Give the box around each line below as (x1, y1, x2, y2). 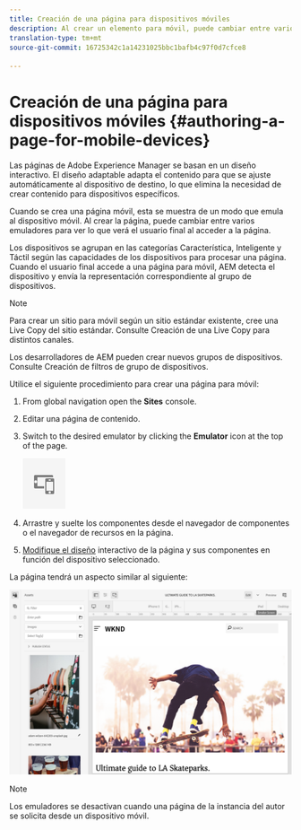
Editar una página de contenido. (21, 414, 141, 424)
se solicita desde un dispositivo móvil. (9, 810, 150, 821)
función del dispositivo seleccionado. (21, 555, 160, 565)
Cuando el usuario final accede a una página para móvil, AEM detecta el (9, 261, 276, 273)
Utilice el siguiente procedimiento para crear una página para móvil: (9, 379, 260, 389)
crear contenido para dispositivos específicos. (9, 188, 181, 199)
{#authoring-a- (168, 111, 286, 132)
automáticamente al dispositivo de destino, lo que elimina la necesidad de (9, 179, 282, 190)
